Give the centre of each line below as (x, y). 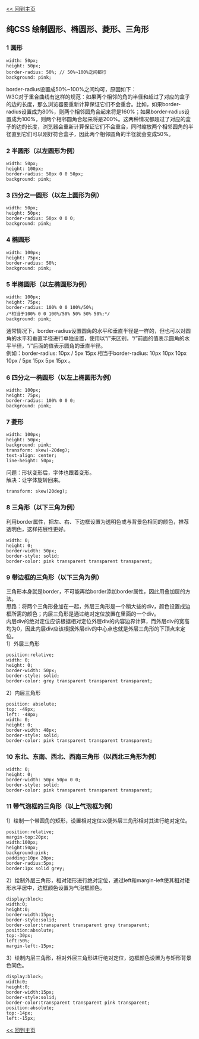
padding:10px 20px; (30, 858)
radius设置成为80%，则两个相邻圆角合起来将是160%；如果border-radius (95, 112)
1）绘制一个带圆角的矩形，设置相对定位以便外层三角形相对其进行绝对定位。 (98, 820)
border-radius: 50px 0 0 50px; (45, 174)
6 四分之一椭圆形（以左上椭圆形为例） (61, 378)
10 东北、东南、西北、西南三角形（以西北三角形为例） (83, 756)
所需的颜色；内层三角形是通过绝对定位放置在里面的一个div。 (85, 614)
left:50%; (18, 941)
